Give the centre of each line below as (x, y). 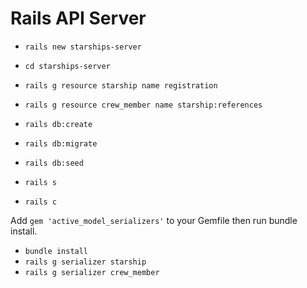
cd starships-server (67, 66)
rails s (40, 182)
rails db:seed (54, 163)
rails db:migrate (61, 143)
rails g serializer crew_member (92, 272)
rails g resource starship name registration (121, 85)
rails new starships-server (83, 47)
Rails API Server (78, 18)
